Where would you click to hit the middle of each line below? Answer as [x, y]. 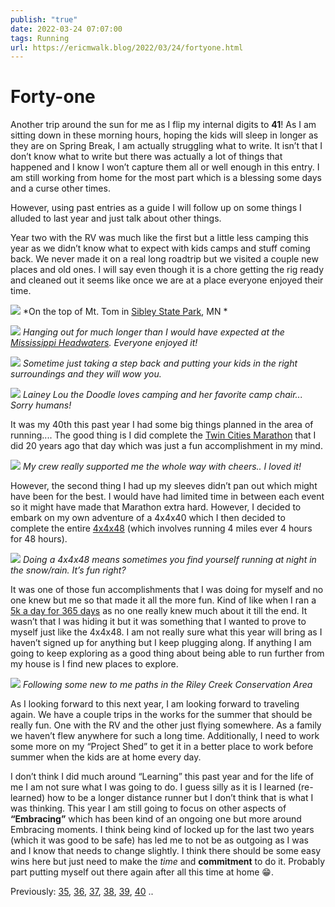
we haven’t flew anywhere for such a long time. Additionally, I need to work [165, 736]
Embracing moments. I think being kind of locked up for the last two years [162, 830]
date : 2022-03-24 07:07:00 [66, 29]
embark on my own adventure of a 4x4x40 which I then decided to [148, 518]
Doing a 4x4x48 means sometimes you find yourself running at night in [169, 560]
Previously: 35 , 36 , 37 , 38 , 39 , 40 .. [82, 892]
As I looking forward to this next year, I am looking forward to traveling [155, 704]
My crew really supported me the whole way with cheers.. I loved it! [162, 467]
